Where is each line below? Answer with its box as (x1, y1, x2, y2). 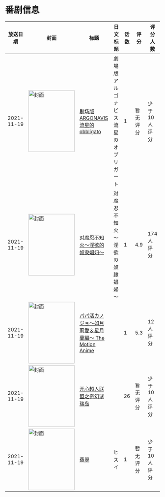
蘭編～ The (79, 334, 105, 341)
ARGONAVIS (79, 114, 109, 121)
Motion (79, 341, 96, 347)
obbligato (79, 128, 102, 135)
